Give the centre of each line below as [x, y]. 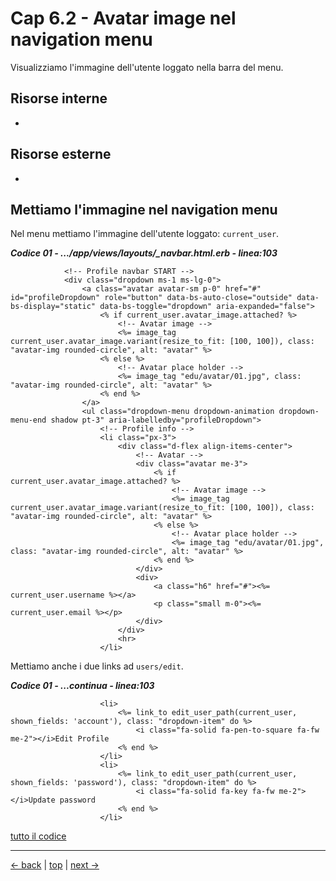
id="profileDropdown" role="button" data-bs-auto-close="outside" [151, 298]
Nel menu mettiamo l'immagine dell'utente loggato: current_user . [145, 234]
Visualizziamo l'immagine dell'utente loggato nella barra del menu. [147, 67]
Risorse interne [59, 98]
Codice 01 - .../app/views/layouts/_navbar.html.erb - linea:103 [144, 253]
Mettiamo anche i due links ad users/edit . [97, 666]
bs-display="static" [53, 307]
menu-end [28, 420]
